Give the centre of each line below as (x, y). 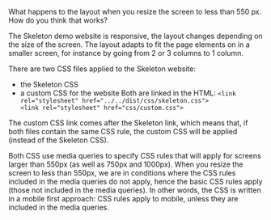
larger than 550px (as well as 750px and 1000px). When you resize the (126, 164)
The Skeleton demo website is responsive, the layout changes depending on (135, 36)
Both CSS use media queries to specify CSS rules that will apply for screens (135, 156)
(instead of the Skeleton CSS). (59, 140)
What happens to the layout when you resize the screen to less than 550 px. (135, 12)
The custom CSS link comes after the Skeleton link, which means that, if (128, 123)
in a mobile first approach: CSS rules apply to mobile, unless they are (123, 199)
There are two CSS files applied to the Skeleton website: (102, 69)
